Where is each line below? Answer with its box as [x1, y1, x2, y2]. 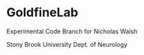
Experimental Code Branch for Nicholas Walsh [6, 27, 138, 35]
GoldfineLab [6, 5, 79, 20]
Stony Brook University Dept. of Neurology [6, 40, 128, 48]
